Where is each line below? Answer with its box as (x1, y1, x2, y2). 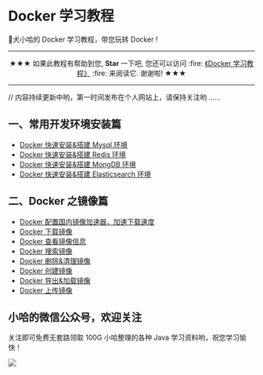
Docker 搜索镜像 (19, 246, 73, 256)
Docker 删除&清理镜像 (19, 256, 92, 265)
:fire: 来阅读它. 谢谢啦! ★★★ (92, 68, 186, 78)
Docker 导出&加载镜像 (19, 275, 92, 285)
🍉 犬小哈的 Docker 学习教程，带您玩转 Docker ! (8, 35, 158, 44)
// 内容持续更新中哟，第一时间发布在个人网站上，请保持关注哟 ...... (8, 92, 222, 102)
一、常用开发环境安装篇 (8, 118, 121, 131)
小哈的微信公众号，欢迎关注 (8, 311, 142, 324)
